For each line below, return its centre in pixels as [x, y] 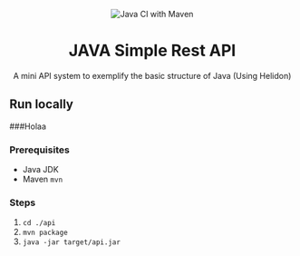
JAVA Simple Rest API [152, 51]
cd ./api [39, 223]
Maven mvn [43, 179]
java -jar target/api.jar [71, 242]
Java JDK [40, 170]
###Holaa [28, 126]
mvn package [45, 233]
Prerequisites [39, 150]
